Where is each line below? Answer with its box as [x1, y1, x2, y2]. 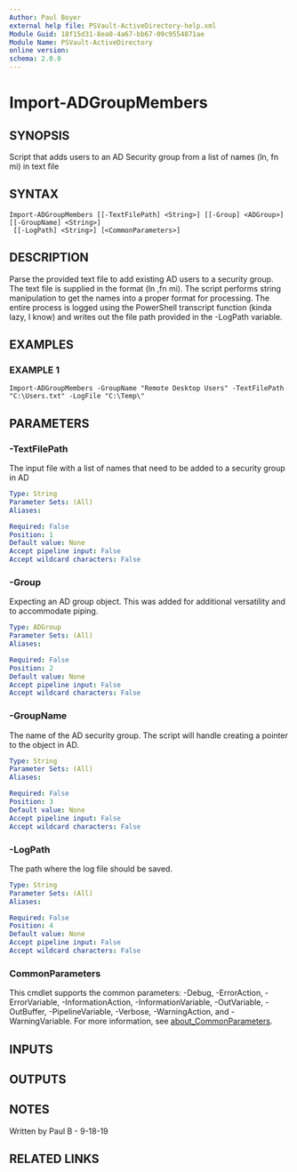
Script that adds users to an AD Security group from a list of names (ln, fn [9, 152, 278, 162]
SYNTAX [9, 187, 60, 202]
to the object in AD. [9, 739, 80, 750]
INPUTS [9, 1041, 53, 1056]
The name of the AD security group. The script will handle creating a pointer [9, 730, 289, 741]
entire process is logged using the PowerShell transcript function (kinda [9, 301, 272, 312]
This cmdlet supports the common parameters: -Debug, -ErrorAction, [9, 988, 264, 999]
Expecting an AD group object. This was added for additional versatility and [9, 597, 286, 607]
